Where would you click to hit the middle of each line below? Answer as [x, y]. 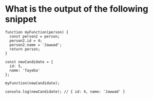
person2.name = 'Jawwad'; [36, 45]
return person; [25, 49]
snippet [21, 19]
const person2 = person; [35, 36]
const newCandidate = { [29, 62]
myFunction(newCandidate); [32, 83]
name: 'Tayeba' [25, 70]
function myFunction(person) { [37, 32]
